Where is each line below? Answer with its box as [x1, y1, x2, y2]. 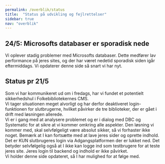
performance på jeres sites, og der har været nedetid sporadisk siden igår [5, 58, 155, 64]
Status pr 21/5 [5, 77, 49, 85]
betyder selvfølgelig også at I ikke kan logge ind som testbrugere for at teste [5, 143, 160, 149]
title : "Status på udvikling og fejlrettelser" [5, 12, 107, 17]
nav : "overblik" [5, 21, 38, 26]
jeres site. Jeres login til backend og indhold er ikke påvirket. [5, 148, 129, 154]
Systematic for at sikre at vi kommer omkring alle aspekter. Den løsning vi [5, 122, 154, 127]
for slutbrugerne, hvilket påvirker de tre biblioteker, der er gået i [28, 106, 157, 112]
